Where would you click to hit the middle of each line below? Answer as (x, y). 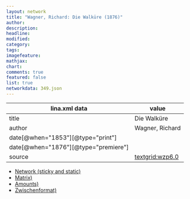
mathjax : (17, 61)
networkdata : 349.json (34, 89)
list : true (20, 83)
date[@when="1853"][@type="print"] (63, 138)
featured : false (26, 77)
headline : (18, 34)
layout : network (26, 12)
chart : (14, 66)
